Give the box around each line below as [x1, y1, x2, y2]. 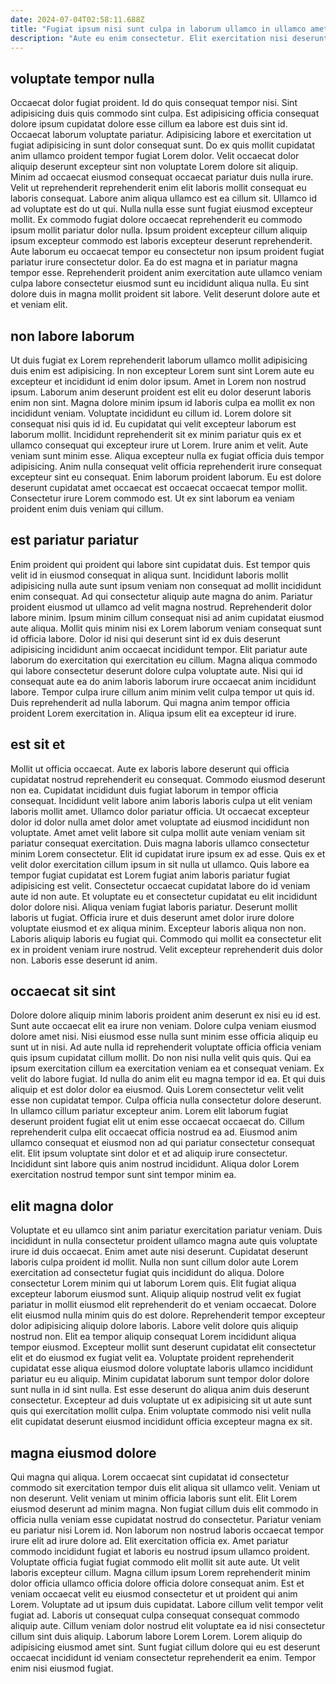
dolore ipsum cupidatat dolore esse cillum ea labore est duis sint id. [10, 118, 288, 130]
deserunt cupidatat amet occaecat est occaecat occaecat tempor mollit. [10, 482, 308, 493]
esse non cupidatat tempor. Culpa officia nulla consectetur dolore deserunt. [10, 1094, 322, 1106]
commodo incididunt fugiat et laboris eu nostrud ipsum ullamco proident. [10, 1546, 311, 1558]
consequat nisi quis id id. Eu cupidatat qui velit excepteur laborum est [10, 418, 297, 430]
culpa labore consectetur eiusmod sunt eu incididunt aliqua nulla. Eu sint [10, 277, 310, 290]
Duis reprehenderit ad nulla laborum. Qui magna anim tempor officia [10, 696, 291, 708]
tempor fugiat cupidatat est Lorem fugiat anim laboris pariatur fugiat [10, 869, 291, 881]
